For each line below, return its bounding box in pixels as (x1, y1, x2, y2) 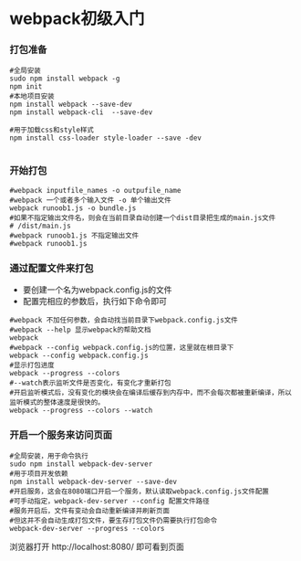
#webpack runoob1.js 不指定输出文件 (9, 230, 140, 240)
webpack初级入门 (9, 8, 145, 29)
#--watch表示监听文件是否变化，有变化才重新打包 (9, 378, 171, 388)
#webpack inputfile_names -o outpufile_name (9, 185, 182, 195)
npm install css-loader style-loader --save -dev (9, 133, 202, 143)
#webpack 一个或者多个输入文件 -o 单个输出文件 (9, 196, 171, 205)
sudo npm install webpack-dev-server (9, 460, 153, 469)
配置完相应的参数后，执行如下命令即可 (22, 296, 167, 307)
